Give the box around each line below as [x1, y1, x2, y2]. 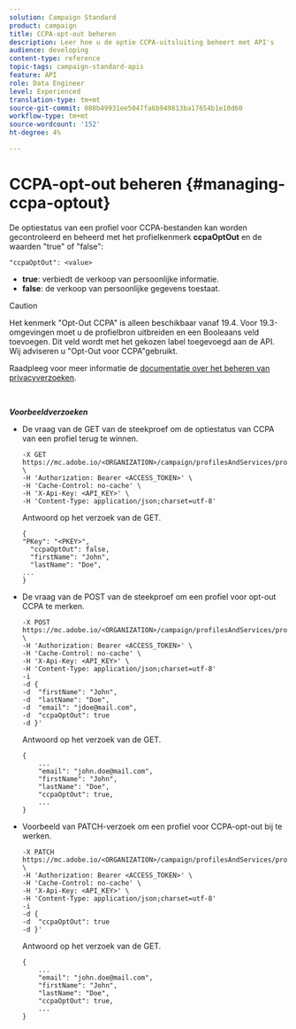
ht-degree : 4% [9, 128, 62, 137]
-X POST [21, 617, 50, 627]
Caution [9, 300, 38, 311]
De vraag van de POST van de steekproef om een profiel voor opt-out [21, 591, 277, 602]
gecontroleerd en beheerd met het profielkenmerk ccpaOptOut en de [9, 231, 262, 242]
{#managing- [185, 174, 285, 195]
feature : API [9, 71, 57, 80]
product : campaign [9, 21, 77, 30]
